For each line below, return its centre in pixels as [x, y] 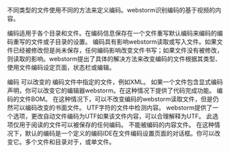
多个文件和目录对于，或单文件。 [70, 142]
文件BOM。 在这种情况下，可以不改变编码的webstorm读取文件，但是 [116, 99]
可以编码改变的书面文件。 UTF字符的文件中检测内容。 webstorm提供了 [113, 107]
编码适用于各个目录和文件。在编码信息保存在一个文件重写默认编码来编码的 [112, 33]
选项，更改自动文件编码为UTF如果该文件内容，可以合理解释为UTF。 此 [113, 116]
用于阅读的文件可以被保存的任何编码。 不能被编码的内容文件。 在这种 [116, 125]
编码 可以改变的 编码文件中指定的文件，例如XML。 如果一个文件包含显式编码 [115, 82]
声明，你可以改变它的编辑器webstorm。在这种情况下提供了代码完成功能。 [111, 90]
